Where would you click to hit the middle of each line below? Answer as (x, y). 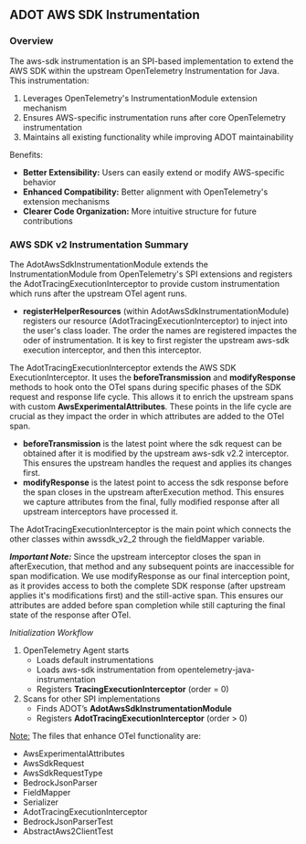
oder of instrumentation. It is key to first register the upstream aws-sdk (156, 340)
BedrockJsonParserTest (68, 821)
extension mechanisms (66, 201)
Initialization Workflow (52, 632)
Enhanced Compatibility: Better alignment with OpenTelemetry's (145, 192)
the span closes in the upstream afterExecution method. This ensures (153, 491)
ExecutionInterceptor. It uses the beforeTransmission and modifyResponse (153, 377)
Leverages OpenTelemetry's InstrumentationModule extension (140, 98)
